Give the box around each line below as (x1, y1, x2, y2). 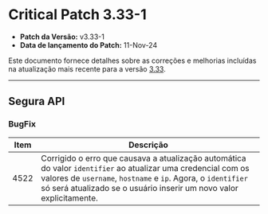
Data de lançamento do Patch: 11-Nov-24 (19, 40, 158, 49)
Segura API (8, 95, 65, 108)
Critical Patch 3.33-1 (8, 6, 147, 24)
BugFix (8, 119, 36, 130)
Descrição (128, 139, 169, 150)
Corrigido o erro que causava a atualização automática (41, 153, 246, 164)
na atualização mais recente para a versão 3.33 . (8, 64, 166, 73)
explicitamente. (41, 193, 98, 204)
